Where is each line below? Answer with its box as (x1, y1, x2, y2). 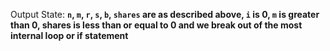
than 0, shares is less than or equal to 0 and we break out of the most (10, 19, 303, 31)
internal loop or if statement (10, 30, 129, 41)
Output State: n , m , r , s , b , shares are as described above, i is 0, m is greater (10, 9, 320, 20)
